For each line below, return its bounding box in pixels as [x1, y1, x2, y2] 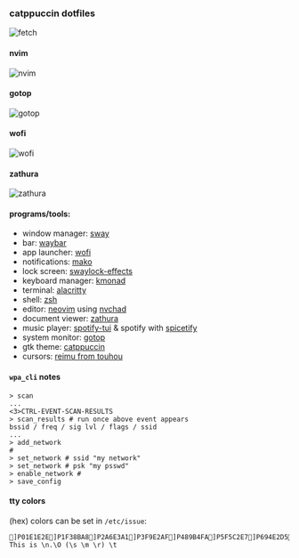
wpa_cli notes [9, 371, 61, 382]
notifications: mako [21, 256, 93, 267]
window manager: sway [21, 228, 109, 239]
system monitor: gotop [21, 332, 106, 343]
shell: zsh [21, 295, 58, 305]
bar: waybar [21, 238, 67, 248]
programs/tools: [9, 208, 71, 219]
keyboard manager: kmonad [21, 275, 126, 287]
